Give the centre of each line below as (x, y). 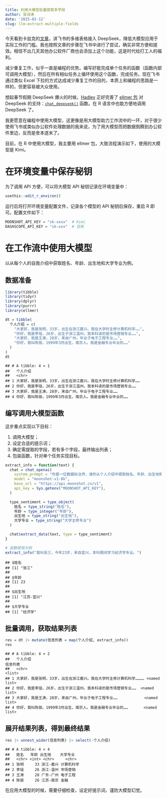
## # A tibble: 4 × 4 (28, 749)
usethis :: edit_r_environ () (33, 196)
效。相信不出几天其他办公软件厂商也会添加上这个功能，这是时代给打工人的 (81, 51)
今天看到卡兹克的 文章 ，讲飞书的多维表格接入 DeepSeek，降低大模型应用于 (82, 38)
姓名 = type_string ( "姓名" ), (43, 507)
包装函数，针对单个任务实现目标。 (47, 456)
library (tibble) (22, 292)
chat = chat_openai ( (31, 470)
